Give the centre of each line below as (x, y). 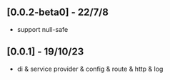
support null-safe (42, 29)
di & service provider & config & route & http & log (90, 69)
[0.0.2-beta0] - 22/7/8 (57, 12)
